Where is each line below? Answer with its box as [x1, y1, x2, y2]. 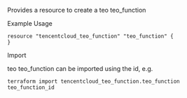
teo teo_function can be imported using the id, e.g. [7, 65, 153, 72]
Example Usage [7, 19, 53, 27]
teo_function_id [7, 84, 55, 91]
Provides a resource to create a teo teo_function [7, 6, 146, 14]
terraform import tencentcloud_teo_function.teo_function [7, 78, 180, 85]
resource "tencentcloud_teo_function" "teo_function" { [7, 33, 174, 40]
